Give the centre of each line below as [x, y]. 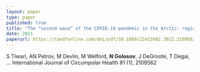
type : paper [21, 17]
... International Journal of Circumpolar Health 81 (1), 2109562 [82, 62]
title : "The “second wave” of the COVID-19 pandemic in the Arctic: [93, 28]
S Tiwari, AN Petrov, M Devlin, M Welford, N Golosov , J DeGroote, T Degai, [98, 56]
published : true [26, 23]
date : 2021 [20, 34]
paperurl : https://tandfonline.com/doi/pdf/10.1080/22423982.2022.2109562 [101, 39]
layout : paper [24, 12]
